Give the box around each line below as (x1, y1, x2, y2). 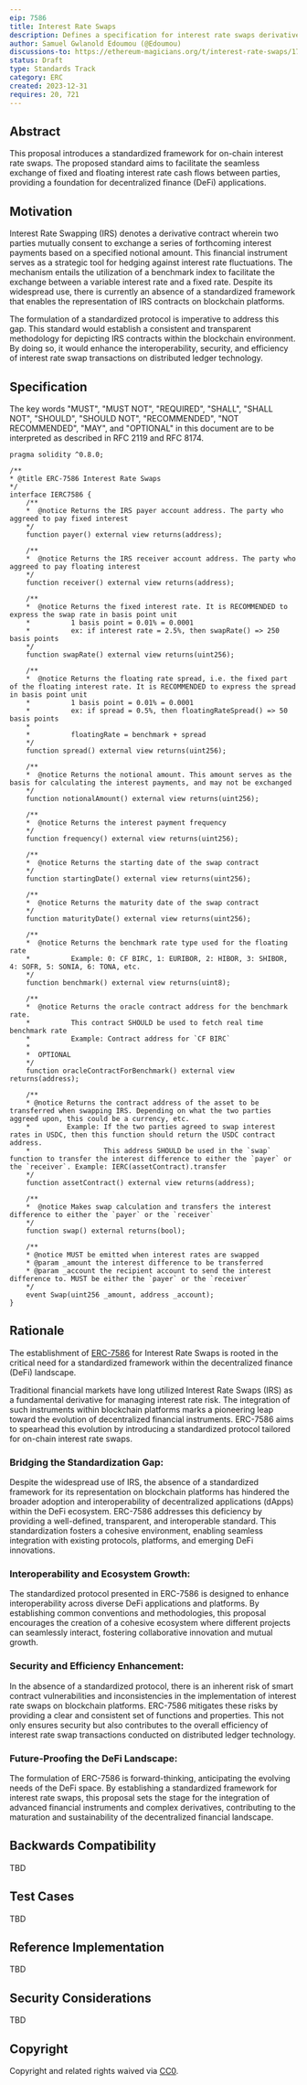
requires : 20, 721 (9, 90, 79, 99)
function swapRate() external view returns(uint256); (26, 650, 235, 659)
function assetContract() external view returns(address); (26, 1178, 256, 1187)
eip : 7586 (9, 13, 48, 23)
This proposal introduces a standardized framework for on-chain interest (9, 148, 284, 159)
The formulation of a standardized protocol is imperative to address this (9, 314, 280, 325)
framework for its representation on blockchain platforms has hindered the (9, 1487, 290, 1498)
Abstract (9, 123, 61, 139)
